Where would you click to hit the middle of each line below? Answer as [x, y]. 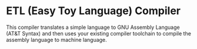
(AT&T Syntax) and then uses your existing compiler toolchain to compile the [98, 33]
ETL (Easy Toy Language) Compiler [94, 11]
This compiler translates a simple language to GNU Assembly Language [93, 27]
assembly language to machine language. [56, 40]
